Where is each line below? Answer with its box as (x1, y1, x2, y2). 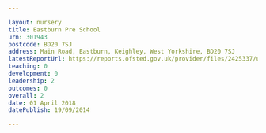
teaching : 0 (8, 62, 47, 71)
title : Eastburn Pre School (8, 25, 101, 34)
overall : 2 (8, 91, 44, 99)
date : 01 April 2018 (8, 99, 77, 107)
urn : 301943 (8, 33, 47, 41)
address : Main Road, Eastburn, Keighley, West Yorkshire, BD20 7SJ (8, 48, 236, 56)
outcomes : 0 (8, 84, 47, 92)
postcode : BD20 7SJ (8, 40, 73, 48)
